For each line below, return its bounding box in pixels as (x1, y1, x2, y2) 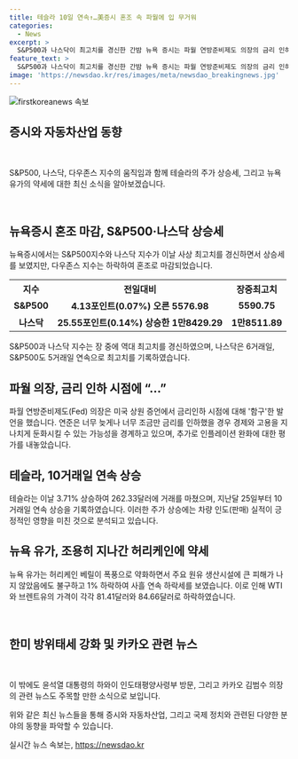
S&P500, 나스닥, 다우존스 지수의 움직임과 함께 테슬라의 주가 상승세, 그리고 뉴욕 (9, 167, 282, 178)
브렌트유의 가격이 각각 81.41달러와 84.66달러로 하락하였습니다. (18, 591, 236, 602)
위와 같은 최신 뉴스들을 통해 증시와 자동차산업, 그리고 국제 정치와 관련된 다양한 (9, 709, 279, 720)
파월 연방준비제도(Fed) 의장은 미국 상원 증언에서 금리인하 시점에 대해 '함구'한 (9, 406, 275, 417)
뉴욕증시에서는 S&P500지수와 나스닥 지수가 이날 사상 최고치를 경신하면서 (9, 249, 262, 260)
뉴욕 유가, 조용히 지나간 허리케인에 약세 (9, 543, 209, 559)
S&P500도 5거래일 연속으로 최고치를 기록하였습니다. (9, 352, 191, 363)
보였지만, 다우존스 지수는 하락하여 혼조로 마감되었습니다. (18, 260, 213, 271)
